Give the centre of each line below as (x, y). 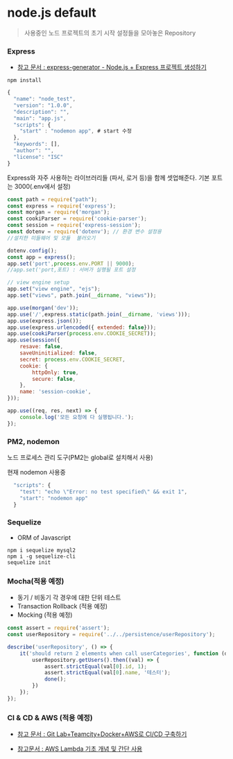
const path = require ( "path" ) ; (52, 199)
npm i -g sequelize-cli (42, 556)
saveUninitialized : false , (59, 353)
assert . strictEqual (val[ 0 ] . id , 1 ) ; (96, 666)
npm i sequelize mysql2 (42, 550)
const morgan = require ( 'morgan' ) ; (59, 212)
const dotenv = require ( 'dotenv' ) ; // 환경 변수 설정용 (84, 232)
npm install (24, 80)
